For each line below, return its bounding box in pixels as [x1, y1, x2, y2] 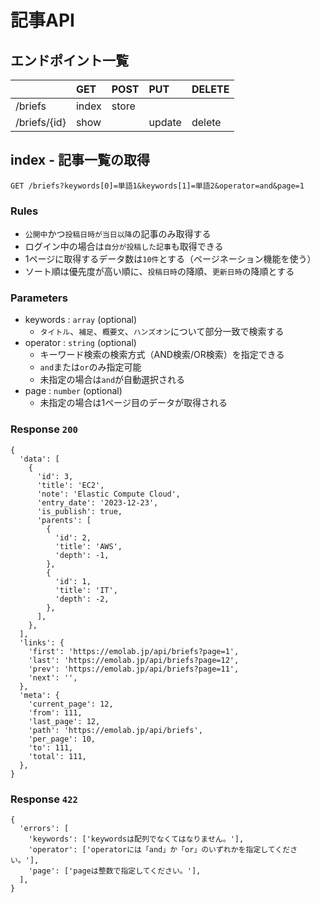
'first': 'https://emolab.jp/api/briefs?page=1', [28, 646, 240, 656]
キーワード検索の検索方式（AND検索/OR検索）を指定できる [39, 349, 285, 361]
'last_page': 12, [28, 716, 101, 726]
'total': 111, [28, 751, 87, 761]
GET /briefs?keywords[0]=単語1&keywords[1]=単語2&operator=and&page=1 [10, 181, 305, 191]
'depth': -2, [54, 594, 110, 604]
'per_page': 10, [28, 734, 97, 744]
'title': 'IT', [54, 585, 118, 595]
